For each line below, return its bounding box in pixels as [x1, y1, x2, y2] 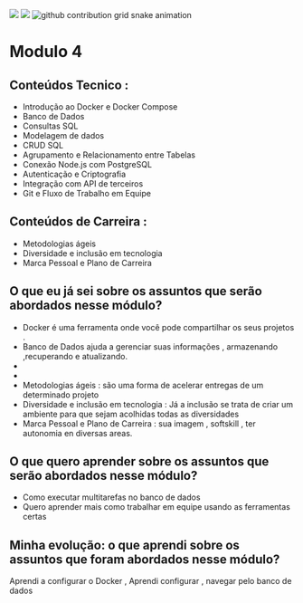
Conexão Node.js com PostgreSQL [22, 159, 152, 169]
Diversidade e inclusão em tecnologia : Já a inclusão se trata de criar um [22, 398, 294, 409]
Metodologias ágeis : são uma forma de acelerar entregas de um [22, 379, 264, 390]
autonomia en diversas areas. [22, 427, 133, 438]
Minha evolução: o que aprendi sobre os [9, 537, 240, 552]
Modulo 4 [9, 42, 83, 62]
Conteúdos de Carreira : [9, 214, 147, 230]
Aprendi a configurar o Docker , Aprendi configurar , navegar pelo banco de [9, 576, 292, 587]
